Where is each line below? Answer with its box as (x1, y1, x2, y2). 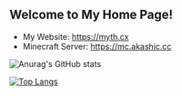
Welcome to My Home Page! (9, 7, 174, 23)
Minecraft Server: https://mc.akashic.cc (22, 41, 172, 52)
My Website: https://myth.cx (22, 31, 129, 42)
